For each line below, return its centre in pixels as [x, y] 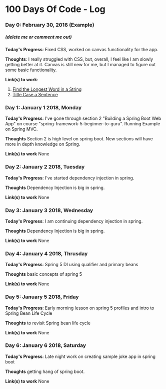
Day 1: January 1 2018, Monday [43, 108]
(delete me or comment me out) [38, 37]
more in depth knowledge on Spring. [43, 144]
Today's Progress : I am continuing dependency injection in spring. [74, 221]
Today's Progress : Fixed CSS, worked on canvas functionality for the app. [82, 50]
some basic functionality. [31, 70]
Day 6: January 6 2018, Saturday [46, 345]
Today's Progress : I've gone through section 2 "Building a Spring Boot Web [83, 118]
